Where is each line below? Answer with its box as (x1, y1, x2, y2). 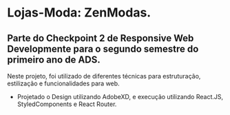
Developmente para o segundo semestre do (7, 43, 199, 54)
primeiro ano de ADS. (7, 54, 101, 65)
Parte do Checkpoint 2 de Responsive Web (7, 32, 194, 44)
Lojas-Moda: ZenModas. (7, 5, 151, 21)
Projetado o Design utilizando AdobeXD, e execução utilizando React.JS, (17, 93, 224, 101)
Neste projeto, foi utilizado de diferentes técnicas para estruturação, (7, 72, 201, 80)
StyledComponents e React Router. (17, 100, 117, 108)
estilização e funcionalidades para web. (7, 79, 120, 87)
